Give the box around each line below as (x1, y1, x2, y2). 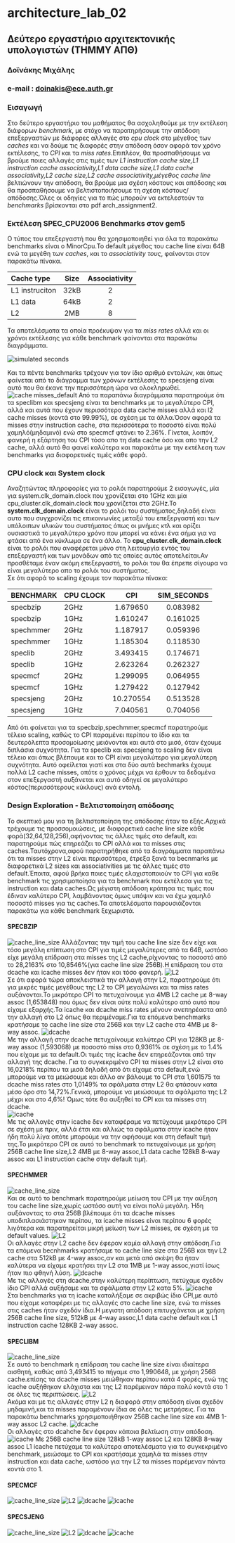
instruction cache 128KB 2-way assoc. (7, 1321, 119, 1330)
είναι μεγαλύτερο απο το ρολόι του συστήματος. (7, 566, 150, 575)
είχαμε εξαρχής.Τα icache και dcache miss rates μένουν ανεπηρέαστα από (7, 1005, 227, 1013)
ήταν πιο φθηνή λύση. (7, 1269, 72, 1277)
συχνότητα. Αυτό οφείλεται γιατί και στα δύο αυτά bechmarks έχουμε (7, 761, 213, 769)
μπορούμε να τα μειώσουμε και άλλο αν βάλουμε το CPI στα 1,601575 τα (7, 1073, 221, 1081)
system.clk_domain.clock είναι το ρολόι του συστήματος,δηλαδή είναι (7, 506, 216, 515)
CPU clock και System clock (7, 468, 105, 478)
